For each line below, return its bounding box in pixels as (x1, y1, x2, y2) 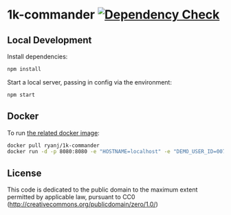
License (7, 167, 42, 179)
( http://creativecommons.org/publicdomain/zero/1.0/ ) (7, 200, 158, 209)
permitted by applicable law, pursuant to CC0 (7, 193, 135, 201)
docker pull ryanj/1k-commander (7, 142, 100, 149)
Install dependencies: (7, 52, 68, 60)
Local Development (7, 34, 92, 46)
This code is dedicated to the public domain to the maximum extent (7, 185, 198, 194)
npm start (7, 91, 36, 98)
